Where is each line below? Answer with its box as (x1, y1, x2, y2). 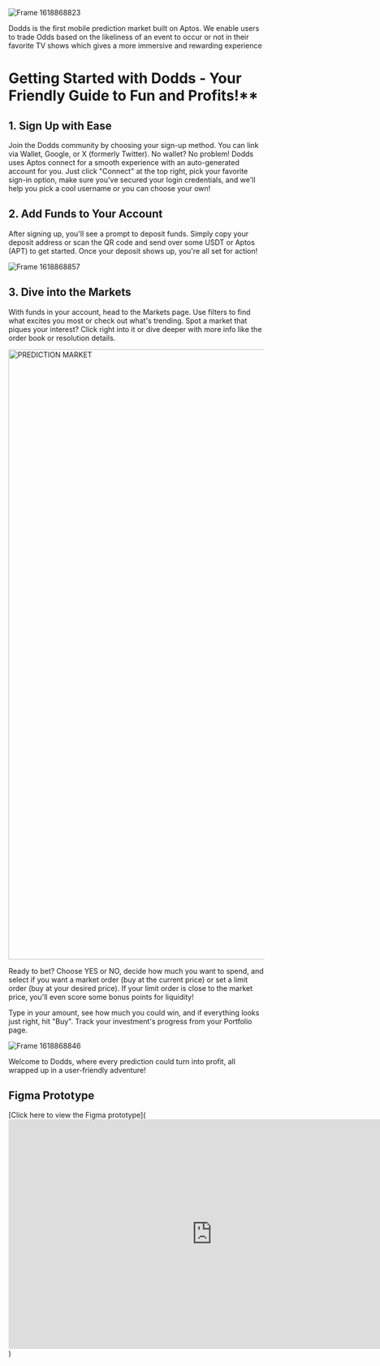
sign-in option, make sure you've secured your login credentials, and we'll (8, 175, 256, 185)
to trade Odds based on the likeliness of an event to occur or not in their (8, 33, 249, 41)
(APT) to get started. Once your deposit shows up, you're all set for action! (8, 246, 258, 255)
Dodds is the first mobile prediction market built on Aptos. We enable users (8, 24, 260, 33)
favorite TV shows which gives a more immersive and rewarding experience (8, 41, 262, 50)
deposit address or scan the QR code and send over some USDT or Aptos (8, 237, 256, 247)
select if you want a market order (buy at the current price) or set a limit (8, 975, 248, 984)
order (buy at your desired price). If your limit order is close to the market (8, 983, 253, 993)
